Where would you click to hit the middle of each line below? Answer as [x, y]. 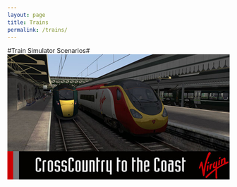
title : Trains [28, 22]
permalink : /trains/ [38, 30]
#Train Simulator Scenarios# [49, 51]
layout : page [26, 15]
